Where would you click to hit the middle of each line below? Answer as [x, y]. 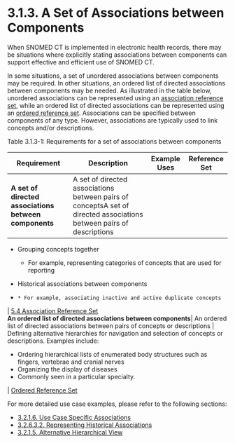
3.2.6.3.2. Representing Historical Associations [85, 425]
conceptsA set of [101, 205]
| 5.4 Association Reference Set [53, 311]
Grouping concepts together [58, 249]
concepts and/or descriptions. [51, 128]
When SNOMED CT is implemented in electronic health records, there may [114, 47]
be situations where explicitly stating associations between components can [117, 55]
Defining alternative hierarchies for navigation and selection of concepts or [115, 333]
